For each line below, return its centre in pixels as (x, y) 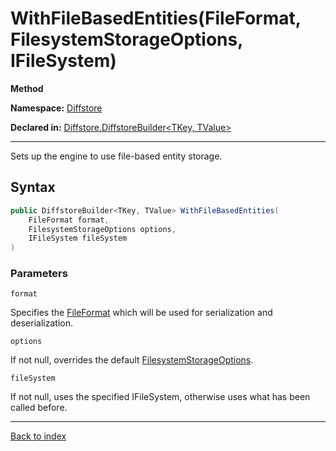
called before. (39, 408)
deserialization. (41, 323)
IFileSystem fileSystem (78, 238)
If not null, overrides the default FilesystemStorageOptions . (132, 360)
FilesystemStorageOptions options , (102, 229)
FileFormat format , (69, 220)
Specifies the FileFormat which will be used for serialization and (141, 313)
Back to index (38, 436)
